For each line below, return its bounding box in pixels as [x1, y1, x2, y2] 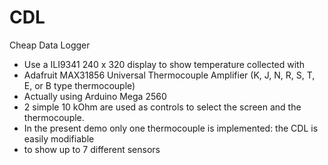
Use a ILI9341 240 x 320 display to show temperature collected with [23, 58, 305, 70]
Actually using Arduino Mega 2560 [23, 90, 167, 102]
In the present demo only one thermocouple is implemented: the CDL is [23, 122, 319, 134]
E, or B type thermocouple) [23, 79, 136, 91]
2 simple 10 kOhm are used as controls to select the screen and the [23, 101, 302, 113]
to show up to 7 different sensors [23, 143, 161, 155]
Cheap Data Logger [9, 39, 91, 51]
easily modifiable [23, 132, 95, 145]
